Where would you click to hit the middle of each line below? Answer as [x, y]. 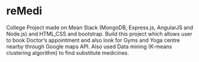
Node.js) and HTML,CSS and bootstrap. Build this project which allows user [99, 33]
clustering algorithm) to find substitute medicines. [68, 52]
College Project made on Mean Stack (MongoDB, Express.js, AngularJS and [100, 27]
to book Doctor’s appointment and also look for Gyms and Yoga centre [93, 40]
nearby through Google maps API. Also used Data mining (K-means [89, 46]
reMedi [24, 11]
